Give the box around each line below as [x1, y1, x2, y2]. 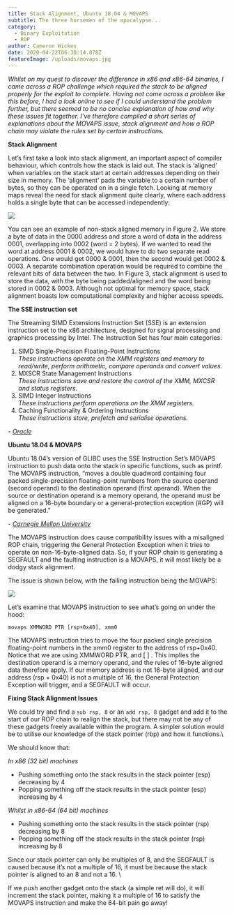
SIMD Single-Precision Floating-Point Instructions [17, 347, 161, 355]
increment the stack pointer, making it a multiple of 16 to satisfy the [8, 891, 201, 899]
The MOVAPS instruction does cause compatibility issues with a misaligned [8, 533, 224, 541]
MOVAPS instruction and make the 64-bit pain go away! [8, 898, 168, 907]
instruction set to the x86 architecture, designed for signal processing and [8, 326, 221, 334]
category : [8, 23, 37, 30]
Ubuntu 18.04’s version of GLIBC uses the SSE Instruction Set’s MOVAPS [8, 454, 216, 463]
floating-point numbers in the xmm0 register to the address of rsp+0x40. [8, 643, 218, 652]
